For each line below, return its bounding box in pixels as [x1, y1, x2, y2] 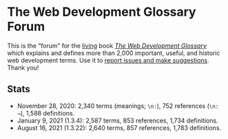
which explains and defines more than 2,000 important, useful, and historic [7, 49, 220, 57]
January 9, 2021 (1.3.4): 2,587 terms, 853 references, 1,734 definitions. [17, 116, 218, 125]
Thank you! [7, 63, 39, 72]
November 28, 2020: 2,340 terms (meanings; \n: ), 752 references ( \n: [17, 101, 219, 110]
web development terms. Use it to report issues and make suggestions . [7, 56, 209, 64]
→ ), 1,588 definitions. [17, 109, 75, 117]
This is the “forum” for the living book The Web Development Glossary [7, 41, 207, 50]
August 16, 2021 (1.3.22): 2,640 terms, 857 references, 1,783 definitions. [17, 123, 222, 131]
